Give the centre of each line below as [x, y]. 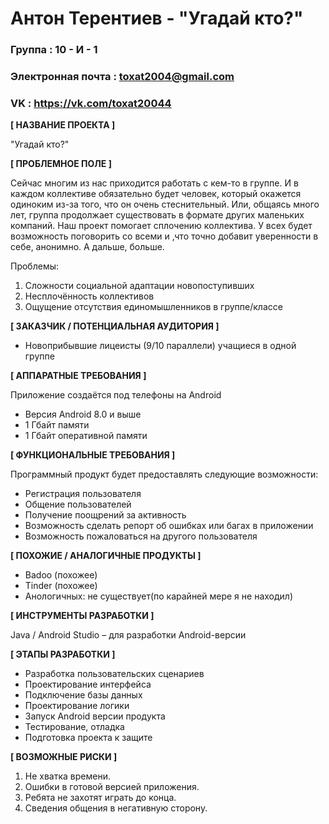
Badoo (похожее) [61, 575]
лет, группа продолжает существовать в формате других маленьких [157, 215]
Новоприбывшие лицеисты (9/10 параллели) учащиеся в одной [160, 346]
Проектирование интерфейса [88, 684]
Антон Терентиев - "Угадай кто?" [157, 18]
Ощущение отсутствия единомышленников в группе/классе [153, 307]
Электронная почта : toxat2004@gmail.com [122, 77]
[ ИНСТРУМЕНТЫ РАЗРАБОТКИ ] [82, 616]
